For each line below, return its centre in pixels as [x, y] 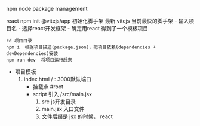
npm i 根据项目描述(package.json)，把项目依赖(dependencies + [81, 47]
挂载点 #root [48, 87]
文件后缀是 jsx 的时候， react [77, 116]
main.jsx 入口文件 [63, 109]
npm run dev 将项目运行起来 [39, 60]
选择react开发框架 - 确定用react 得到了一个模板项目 [85, 28]
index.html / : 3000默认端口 [57, 79]
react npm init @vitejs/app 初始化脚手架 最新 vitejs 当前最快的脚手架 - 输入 [98, 21]
